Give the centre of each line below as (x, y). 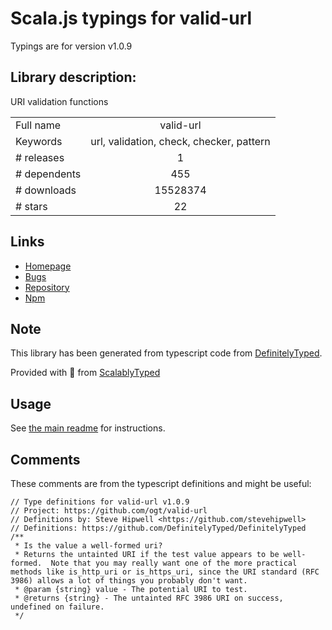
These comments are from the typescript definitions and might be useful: (161, 483)
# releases (40, 157)
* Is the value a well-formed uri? (88, 546)
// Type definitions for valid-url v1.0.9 (100, 502)
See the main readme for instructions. (88, 428)
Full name (38, 125)
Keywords (39, 141)
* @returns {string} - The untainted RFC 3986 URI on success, (149, 598)
